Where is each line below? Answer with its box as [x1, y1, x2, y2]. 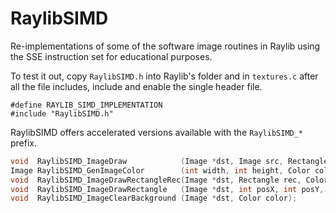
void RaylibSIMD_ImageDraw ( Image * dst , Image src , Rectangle [10, 156, 329, 166]
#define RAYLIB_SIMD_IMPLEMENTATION [10, 100, 163, 110]
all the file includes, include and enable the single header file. [10, 80, 263, 92]
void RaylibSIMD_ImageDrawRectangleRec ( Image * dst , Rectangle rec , [10, 175, 302, 185]
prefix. [10, 137, 38, 149]
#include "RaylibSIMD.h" [10, 108, 114, 119]
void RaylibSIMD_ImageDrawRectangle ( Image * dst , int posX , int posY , [10, 184, 325, 194]
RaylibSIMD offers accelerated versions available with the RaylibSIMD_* [10, 126, 304, 138]
